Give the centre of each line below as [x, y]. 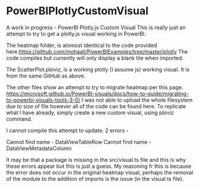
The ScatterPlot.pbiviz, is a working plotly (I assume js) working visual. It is [98, 69]
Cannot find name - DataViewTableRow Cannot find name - [79, 142]
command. [19, 119]
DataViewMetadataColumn [39, 148]
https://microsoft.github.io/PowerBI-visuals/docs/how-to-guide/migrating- [97, 93]
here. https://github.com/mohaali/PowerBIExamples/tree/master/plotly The [97, 51]
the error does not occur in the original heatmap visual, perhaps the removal [100, 172]
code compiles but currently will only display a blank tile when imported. [95, 58]
